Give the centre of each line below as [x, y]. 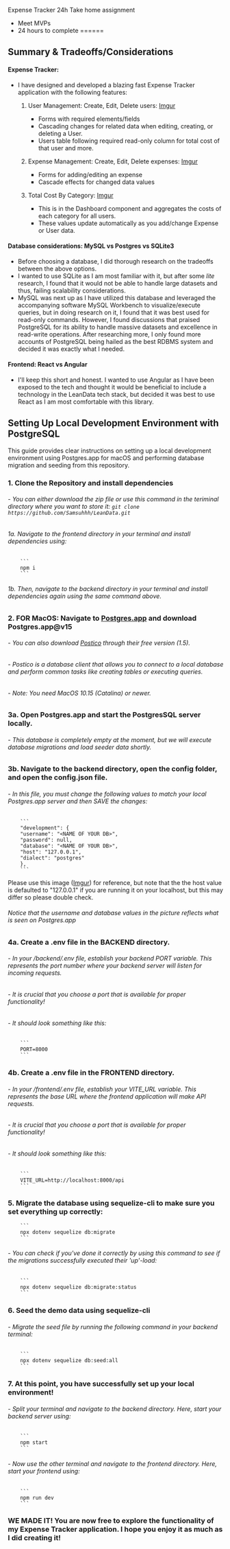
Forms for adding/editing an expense [90, 174]
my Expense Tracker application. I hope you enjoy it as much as [115, 1529]
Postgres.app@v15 [40, 626]
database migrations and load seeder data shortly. [80, 747]
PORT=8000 [34, 1050]
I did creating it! [34, 1538]
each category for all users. [77, 216]
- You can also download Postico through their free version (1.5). [99, 643]
